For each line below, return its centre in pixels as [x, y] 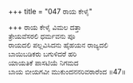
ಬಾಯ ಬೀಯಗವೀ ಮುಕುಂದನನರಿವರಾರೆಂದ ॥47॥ [67, 72]
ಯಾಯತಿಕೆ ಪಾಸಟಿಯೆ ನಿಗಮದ [43, 63]
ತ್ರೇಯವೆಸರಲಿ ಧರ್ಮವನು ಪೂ [42, 36]
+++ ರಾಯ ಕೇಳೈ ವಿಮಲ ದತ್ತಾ [45, 27]
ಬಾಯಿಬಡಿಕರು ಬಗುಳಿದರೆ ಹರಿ [43, 54]
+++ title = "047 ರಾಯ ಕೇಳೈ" [51, 11]
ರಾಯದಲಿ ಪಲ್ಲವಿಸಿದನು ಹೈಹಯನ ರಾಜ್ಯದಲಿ [59, 45]
